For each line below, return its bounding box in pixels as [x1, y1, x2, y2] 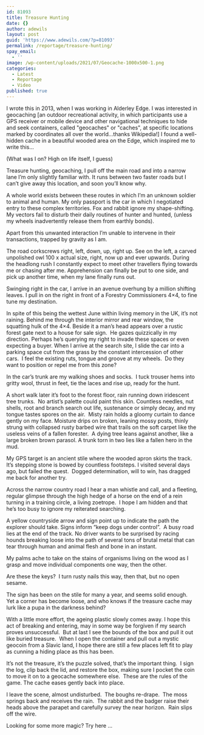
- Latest [12, 71, 34, 77]
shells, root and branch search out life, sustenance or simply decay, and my [6, 404, 195, 411]
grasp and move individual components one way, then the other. [6, 561, 167, 568]
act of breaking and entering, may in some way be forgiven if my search [6, 622, 186, 629]
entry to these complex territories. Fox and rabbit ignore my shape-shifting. [6, 204, 194, 211]
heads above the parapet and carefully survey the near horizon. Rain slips [6, 703, 192, 711]
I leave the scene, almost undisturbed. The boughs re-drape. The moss [6, 691, 188, 698]
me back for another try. [6, 474, 67, 481]
